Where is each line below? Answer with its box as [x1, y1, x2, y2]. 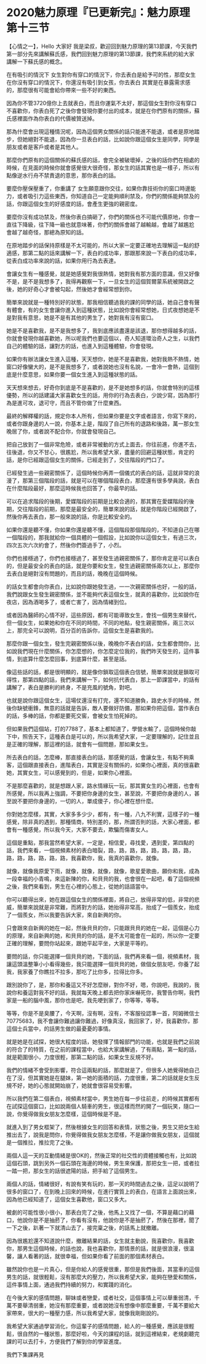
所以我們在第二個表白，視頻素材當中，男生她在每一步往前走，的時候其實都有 [6, 1095, 200, 1102]
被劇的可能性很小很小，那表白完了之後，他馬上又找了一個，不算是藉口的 [6, 1208, 189, 1216]
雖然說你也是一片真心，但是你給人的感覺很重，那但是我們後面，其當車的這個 [6, 1265, 200, 1273]
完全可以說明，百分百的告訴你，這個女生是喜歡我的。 [22, 627, 157, 634]
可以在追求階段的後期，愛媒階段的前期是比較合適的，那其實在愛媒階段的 [6, 498, 189, 505]
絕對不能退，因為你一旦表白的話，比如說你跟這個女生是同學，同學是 [27, 135, 200, 143]
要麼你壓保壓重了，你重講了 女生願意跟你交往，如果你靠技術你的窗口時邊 [6, 184, 191, 192]
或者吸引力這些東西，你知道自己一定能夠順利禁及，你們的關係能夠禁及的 [17, 192, 200, 200]
